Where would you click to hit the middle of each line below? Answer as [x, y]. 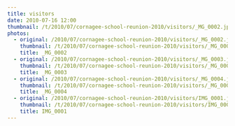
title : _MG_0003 [44, 72]
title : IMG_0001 [44, 111]
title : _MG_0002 [44, 53]
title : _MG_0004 [44, 92]
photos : [19, 33]
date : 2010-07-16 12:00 [42, 20]
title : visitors [31, 14]
